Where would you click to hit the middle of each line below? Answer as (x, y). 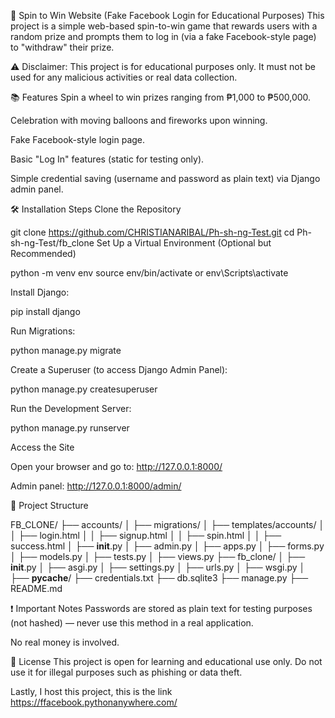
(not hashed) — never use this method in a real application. (132, 623)
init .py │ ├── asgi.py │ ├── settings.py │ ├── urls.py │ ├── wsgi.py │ (158, 567)
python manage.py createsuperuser (84, 389)
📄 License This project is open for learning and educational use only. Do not (166, 661)
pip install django (45, 311)
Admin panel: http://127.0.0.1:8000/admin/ (96, 486)
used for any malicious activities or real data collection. (124, 77)
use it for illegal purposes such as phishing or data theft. (126, 672)
